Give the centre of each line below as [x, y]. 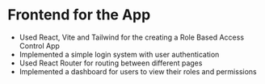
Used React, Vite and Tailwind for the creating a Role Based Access [131, 37]
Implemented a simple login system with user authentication [119, 54]
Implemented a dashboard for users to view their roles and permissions [138, 71]
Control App [39, 45]
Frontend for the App [79, 15]
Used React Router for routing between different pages [111, 63]
